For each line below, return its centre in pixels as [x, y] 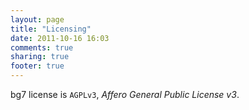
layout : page [37, 19]
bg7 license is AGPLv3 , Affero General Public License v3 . [125, 94]
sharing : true [40, 57]
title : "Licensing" [51, 29]
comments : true [42, 47]
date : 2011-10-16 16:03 [60, 38]
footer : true [37, 66]
